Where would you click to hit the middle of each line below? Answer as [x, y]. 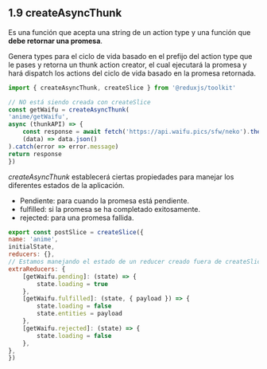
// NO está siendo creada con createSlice [79, 102]
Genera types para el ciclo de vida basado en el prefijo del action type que [130, 56]
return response [35, 154]
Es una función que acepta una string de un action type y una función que [130, 32]
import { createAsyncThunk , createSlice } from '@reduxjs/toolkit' [122, 88]
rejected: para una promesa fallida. [77, 218]
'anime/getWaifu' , [39, 117]
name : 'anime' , [33, 239]
